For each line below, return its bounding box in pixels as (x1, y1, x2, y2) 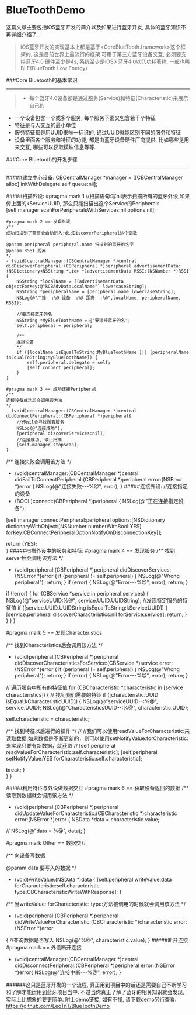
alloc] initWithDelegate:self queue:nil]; (6, 180, 98, 187)
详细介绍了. (10, 30, 39, 38)
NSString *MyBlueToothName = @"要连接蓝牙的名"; (16, 317, 131, 324)
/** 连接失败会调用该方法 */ (6, 457, 72, 465)
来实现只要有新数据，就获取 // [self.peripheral (6, 742, 116, 749)
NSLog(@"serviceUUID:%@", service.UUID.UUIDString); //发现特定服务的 (6, 597, 183, 604)
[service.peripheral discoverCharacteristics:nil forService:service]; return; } (6, 611, 187, 618)
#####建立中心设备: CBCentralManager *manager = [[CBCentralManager (6, 174, 183, 181)
